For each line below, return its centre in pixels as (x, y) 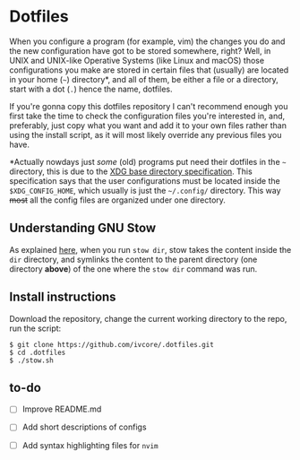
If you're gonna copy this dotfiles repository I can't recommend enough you (149, 106)
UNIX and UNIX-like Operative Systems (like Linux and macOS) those (137, 60)
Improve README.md (62, 409)
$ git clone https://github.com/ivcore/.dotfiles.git (112, 344)
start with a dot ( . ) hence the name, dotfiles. (91, 89)
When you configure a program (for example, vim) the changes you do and (147, 41)
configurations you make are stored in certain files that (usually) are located (149, 70)
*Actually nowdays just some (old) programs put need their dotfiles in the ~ (148, 161)
